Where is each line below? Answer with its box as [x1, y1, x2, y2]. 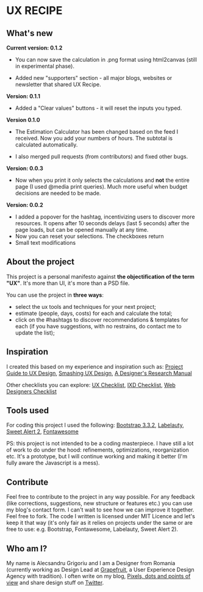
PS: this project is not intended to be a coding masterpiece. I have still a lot [6, 440, 194, 447]
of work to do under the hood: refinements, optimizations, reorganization [6, 446, 189, 453]
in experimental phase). [15, 62, 75, 70]
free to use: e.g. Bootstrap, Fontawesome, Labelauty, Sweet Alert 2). [6, 525, 179, 533]
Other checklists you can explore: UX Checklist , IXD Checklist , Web [6, 381, 176, 388]
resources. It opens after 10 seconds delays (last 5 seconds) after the [15, 220, 190, 226]
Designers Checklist [6, 388, 57, 395]
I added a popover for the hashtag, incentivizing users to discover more [15, 213, 195, 220]
